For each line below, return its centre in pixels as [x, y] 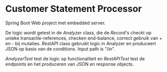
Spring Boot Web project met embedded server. [55, 23]
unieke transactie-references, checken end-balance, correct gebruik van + [84, 38]
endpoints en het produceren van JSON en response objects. [69, 64]
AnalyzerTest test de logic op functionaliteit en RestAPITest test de [75, 58]
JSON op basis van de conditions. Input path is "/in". [60, 49]
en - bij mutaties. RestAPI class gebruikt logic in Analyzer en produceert [81, 43]
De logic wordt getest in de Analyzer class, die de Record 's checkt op [78, 32]
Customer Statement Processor [74, 9]
